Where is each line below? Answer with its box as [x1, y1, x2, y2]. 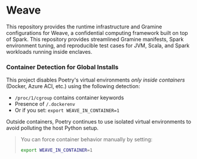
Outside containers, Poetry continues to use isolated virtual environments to [6, 118, 191, 125]
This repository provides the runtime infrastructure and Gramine [6, 23, 163, 30]
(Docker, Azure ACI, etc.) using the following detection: [6, 83, 140, 90]
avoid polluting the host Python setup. [6, 125, 99, 132]
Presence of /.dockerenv [14, 100, 76, 108]
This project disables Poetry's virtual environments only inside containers [6, 76, 185, 83]
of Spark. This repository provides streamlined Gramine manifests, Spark [6, 35, 184, 43]
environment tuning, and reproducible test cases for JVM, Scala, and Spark [6, 42, 190, 49]
